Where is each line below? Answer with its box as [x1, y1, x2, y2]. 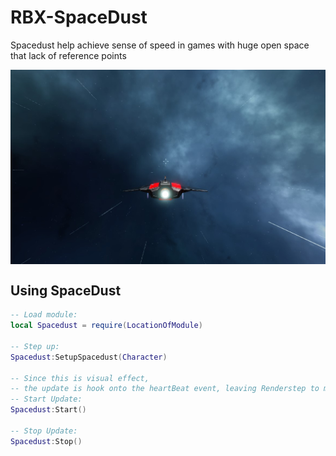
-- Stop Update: [10, 426, 78, 436]
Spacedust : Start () [10, 405, 87, 415]
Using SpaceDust [10, 282, 122, 299]
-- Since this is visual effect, [10, 373, 150, 383]
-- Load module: [10, 310, 78, 320]
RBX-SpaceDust [10, 6, 148, 29]
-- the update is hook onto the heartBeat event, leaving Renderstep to [10, 384, 320, 394]
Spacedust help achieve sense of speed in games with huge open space [10, 39, 310, 51]
